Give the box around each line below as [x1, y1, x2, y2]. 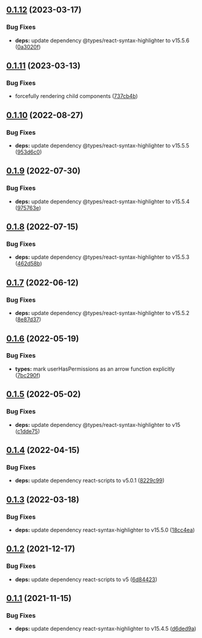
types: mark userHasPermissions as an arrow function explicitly [15, 365, 175, 373]
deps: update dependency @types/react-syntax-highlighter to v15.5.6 [15, 36, 189, 44]
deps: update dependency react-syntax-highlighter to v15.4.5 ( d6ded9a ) [15, 625, 197, 633]
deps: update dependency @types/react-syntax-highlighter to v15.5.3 [15, 253, 189, 261]
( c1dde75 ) [15, 428, 41, 435]
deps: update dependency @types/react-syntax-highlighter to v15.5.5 [15, 142, 189, 149]
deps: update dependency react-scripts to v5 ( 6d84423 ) [15, 576, 158, 583]
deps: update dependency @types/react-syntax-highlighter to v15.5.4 [15, 198, 190, 205]
